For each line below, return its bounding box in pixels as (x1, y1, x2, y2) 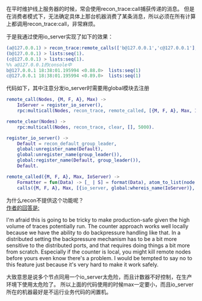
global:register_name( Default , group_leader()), (17, 157, 141, 163)
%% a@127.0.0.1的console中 (6, 62, 72, 68)
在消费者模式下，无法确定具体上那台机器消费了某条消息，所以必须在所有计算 (6, 13, 196, 20)
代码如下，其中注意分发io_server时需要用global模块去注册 (6, 85, 150, 92)
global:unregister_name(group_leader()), (17, 152, 122, 158)
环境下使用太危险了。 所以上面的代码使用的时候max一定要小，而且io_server (6, 281, 194, 288)
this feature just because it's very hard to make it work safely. (6, 261, 159, 268)
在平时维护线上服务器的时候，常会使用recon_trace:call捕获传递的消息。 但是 (6, 5, 195, 12)
